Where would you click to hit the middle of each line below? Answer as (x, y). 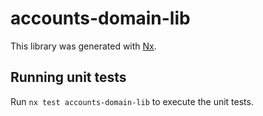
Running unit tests (68, 77)
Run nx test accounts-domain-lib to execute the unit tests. (132, 101)
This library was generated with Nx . (83, 46)
